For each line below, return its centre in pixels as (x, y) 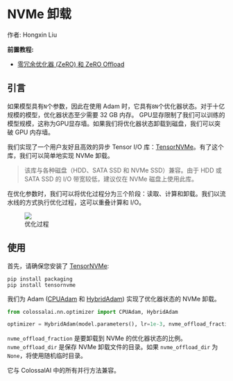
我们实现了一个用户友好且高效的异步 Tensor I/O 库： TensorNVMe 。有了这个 (115, 147)
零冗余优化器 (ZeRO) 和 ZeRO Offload (71, 64)
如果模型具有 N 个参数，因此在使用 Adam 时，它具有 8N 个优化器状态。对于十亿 (116, 106)
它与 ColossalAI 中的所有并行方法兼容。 (63, 371)
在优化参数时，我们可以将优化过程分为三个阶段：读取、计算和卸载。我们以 (113, 193)
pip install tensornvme (42, 285)
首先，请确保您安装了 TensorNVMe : (58, 266)
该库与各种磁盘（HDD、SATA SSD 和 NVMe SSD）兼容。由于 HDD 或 (123, 170)
